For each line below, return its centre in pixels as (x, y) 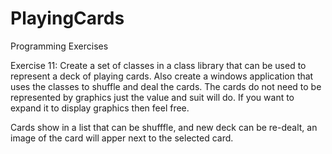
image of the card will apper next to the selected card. (122, 138)
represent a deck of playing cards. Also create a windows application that (162, 76)
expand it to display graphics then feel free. (100, 108)
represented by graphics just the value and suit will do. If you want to (152, 97)
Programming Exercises (59, 46)
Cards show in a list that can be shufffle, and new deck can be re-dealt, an (164, 127)
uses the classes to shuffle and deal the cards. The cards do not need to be (166, 86)
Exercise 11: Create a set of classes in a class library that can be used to (158, 65)
